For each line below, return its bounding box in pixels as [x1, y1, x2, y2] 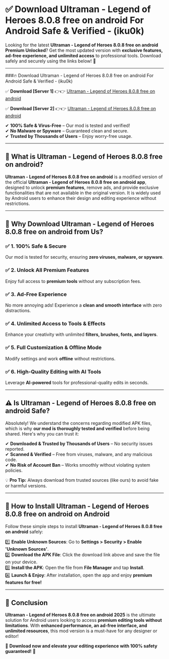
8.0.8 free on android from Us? [5, 228, 104, 236]
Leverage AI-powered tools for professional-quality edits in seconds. [5, 379, 149, 386]
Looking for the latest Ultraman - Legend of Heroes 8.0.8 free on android [5, 42, 158, 48]
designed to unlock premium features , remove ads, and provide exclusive [5, 184, 159, 190]
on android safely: [5, 529, 44, 535]
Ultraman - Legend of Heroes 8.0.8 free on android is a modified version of [5, 174, 163, 180]
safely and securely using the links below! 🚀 [5, 58, 97, 64]
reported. [5, 446, 25, 452]
